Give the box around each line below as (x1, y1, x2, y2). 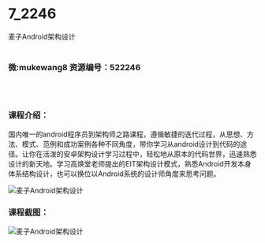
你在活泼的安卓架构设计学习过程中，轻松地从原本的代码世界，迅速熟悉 (28, 149, 257, 159)
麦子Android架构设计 (8, 32, 76, 41)
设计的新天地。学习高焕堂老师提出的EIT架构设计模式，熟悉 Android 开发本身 (8, 159, 252, 168)
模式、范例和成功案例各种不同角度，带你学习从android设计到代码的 (21, 139, 241, 148)
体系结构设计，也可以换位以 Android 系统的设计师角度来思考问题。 (8, 169, 221, 178)
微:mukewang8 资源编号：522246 (8, 62, 141, 73)
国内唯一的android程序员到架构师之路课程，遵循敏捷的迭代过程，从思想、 (8, 129, 248, 139)
